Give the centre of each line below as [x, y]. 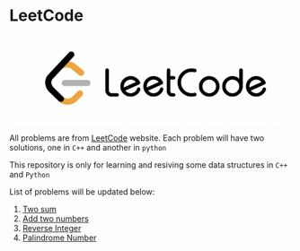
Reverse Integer [52, 229]
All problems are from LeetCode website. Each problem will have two [137, 138]
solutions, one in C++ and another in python [88, 148]
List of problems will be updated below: [82, 192]
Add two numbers [56, 219]
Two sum [39, 209]
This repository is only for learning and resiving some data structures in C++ [149, 165]
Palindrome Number [59, 238]
